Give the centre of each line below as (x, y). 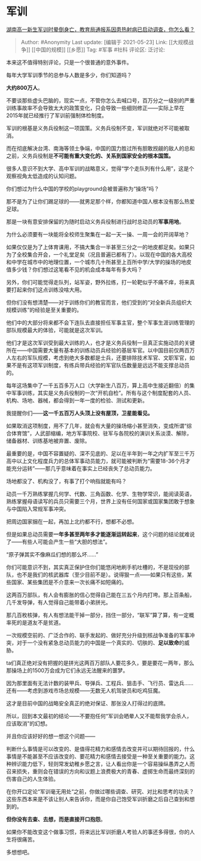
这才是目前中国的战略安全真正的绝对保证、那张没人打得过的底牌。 (87, 703)
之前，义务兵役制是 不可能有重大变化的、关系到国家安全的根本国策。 (90, 156)
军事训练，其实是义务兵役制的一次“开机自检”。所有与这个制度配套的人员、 (103, 393)
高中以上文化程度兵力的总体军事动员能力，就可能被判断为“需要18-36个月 (96, 461)
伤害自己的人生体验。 (32, 778)
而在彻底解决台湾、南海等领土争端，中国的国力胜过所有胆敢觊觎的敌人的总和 (100, 148)
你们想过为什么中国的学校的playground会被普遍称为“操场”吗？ (83, 188)
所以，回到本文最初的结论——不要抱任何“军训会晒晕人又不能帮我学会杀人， (99, 716)
